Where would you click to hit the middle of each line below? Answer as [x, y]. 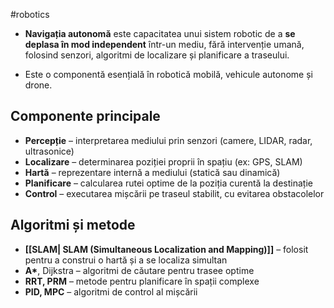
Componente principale [85, 116]
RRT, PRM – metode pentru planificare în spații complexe [142, 281]
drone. [38, 85]
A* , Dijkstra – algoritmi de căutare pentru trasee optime [139, 270]
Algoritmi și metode [73, 225]
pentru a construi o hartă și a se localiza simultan [126, 260]
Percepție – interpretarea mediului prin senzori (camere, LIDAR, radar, [168, 140]
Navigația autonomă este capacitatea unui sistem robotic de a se [160, 33]
